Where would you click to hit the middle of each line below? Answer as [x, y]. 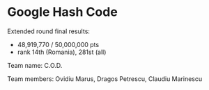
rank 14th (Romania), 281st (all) [62, 52]
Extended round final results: [49, 31]
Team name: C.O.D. [35, 65]
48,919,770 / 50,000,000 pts [58, 44]
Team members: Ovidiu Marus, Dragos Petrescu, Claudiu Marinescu [105, 79]
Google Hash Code [63, 12]
